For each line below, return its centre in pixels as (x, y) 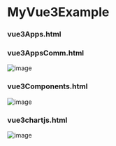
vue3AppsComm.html (46, 53)
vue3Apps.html (34, 34)
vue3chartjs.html (37, 120)
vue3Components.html (48, 86)
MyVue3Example (58, 12)
